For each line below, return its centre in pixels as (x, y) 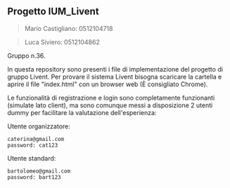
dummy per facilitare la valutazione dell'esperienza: (82, 112)
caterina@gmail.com (36, 139)
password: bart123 (34, 177)
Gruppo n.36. (26, 55)
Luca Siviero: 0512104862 (62, 42)
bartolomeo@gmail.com (39, 171)
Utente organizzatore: (39, 126)
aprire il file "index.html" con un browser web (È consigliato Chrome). (108, 84)
